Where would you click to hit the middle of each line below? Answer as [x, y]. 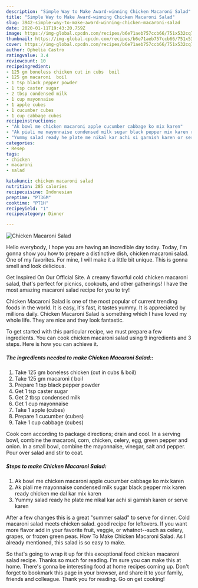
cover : [14, 45]
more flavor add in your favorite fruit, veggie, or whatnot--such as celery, [95, 530]
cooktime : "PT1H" [27, 203]
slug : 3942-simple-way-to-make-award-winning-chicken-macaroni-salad [93, 22]
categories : [21, 143]
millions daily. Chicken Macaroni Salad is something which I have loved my [97, 314]
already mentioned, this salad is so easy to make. [66, 543]
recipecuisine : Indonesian [39, 192]
